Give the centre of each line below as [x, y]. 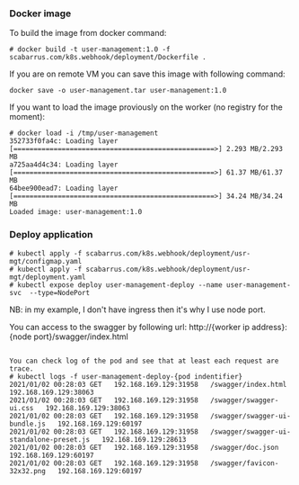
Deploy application [51, 235]
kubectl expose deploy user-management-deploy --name [120, 285]
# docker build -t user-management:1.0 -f [90, 49]
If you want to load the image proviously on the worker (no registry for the [146, 107]
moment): [27, 117]
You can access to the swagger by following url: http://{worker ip [129, 327]
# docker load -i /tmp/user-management [84, 133]
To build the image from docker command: [88, 33]
